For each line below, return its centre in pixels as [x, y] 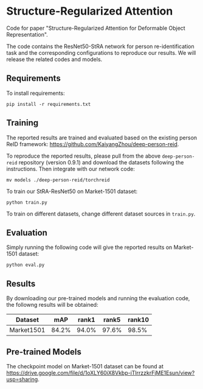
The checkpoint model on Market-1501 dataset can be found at [85, 366]
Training [22, 123]
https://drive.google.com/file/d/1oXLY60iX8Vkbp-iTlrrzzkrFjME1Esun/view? [101, 373]
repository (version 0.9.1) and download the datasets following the [101, 162]
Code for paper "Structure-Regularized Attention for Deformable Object [96, 28]
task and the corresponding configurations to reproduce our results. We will [101, 52]
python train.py [27, 202]
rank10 [138, 320]
